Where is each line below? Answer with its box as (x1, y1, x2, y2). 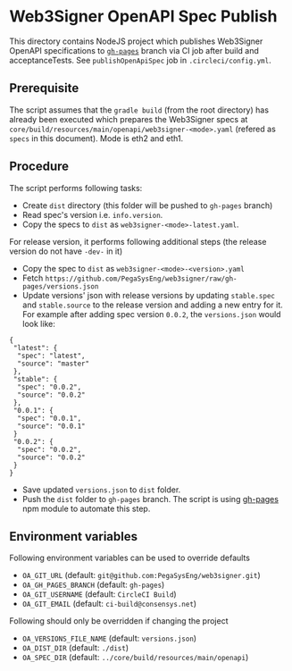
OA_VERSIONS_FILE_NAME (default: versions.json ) (21, 633, 197, 644)
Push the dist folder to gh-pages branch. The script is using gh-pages (21, 493, 279, 504)
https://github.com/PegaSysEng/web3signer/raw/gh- (45, 274, 238, 283)
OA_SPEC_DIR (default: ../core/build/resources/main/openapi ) (21, 652, 249, 663)
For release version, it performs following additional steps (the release (9, 236, 267, 247)
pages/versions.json (21, 281, 99, 291)
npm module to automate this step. (21, 503, 151, 514)
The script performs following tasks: (9, 182, 143, 193)
